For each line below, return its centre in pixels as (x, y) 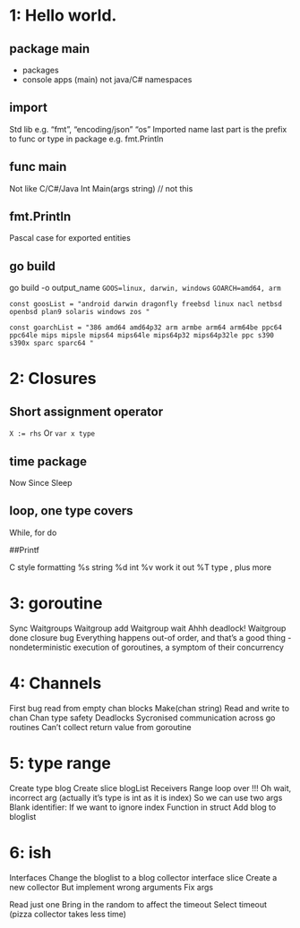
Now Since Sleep (41, 483)
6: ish (30, 852)
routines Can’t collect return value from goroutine (100, 727)
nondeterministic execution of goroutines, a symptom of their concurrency (147, 647)
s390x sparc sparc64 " (51, 344)
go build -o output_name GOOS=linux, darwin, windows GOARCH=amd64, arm (145, 288)
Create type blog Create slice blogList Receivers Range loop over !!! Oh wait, (150, 788)
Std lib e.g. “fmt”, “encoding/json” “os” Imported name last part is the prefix (148, 129)
